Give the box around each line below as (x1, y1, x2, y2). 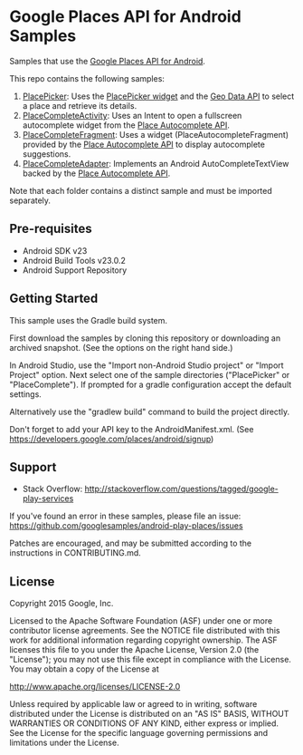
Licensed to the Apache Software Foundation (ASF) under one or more (9, 615, 273, 626)
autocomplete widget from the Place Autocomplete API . (22, 120, 231, 131)
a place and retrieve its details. (22, 100, 137, 111)
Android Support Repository (22, 265, 128, 276)
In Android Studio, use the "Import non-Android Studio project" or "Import (9, 360, 284, 371)
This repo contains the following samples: (9, 73, 166, 83)
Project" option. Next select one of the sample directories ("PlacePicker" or (9, 369, 290, 380)
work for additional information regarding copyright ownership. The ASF (9, 634, 278, 645)
